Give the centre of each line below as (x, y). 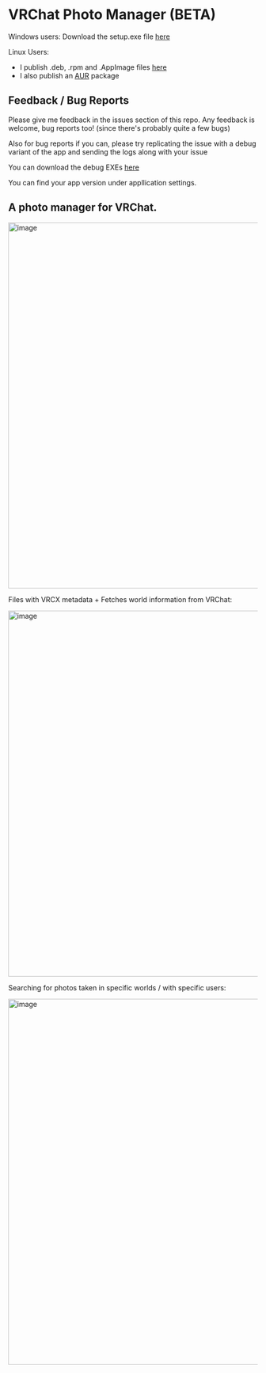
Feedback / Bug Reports (68, 101)
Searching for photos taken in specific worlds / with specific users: (117, 987)
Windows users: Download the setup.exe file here (89, 36)
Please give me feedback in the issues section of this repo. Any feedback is (131, 120)
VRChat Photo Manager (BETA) (112, 15)
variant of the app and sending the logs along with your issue (108, 151)
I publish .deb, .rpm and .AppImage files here (93, 67)
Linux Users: (29, 51)
